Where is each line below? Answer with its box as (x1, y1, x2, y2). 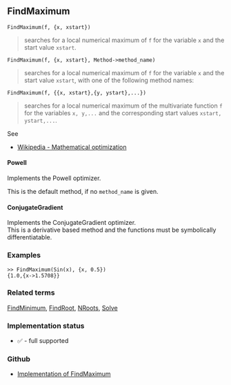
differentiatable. (7, 233, 52, 241)
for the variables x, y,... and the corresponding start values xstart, (23, 108, 222, 117)
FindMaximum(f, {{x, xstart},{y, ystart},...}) (7, 89, 147, 96)
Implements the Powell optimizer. (7, 174, 101, 182)
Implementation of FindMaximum (17, 370, 112, 378)
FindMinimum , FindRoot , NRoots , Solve (7, 304, 119, 312)
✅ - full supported (17, 337, 69, 345)
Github (7, 355, 31, 364)
